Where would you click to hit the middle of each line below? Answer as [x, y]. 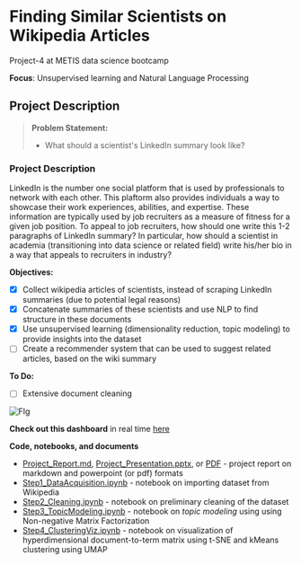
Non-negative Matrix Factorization [86, 521]
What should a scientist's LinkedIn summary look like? [145, 145]
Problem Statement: [70, 128]
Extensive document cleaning [77, 393]
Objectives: [31, 272]
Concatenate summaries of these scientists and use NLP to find [140, 309]
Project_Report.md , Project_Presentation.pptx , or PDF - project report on [157, 463]
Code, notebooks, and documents [74, 446]
